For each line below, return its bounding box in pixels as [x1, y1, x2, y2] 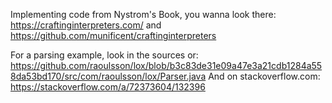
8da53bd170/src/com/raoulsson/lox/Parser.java [10, 70, 207, 82]
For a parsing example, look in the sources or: [10, 49, 199, 61]
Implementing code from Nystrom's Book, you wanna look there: [10, 9, 277, 20]
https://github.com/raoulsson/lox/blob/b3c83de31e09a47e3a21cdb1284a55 [10, 60, 323, 71]
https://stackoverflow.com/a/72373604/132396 [10, 81, 206, 93]
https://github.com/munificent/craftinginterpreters [10, 30, 217, 41]
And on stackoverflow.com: [208, 70, 321, 82]
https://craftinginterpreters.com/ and [10, 19, 162, 31]
